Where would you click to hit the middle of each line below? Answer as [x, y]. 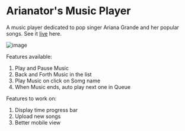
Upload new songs [38, 116]
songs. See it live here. [34, 33]
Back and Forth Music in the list [53, 74]
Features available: [29, 56]
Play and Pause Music [42, 68]
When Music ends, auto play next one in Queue [73, 87]
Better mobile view [38, 122]
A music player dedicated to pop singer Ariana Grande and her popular [93, 27]
